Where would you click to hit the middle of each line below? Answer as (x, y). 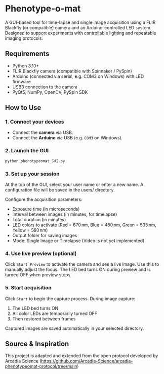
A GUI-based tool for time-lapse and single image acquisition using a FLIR (80, 22)
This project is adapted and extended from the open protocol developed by (82, 356)
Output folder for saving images (45, 235)
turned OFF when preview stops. (38, 275)
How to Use (23, 108)
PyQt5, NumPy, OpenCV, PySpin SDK (50, 92)
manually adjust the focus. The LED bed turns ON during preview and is (78, 270)
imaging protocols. (24, 38)
